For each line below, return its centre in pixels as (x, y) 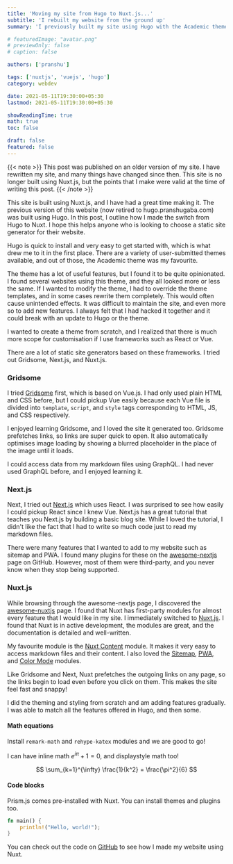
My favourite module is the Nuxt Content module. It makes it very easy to (112, 646)
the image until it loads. (41, 451)
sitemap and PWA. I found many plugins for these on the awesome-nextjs (112, 555)
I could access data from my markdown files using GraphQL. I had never (110, 464)
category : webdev (32, 83)
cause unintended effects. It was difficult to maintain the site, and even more (116, 303)
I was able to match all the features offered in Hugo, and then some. (104, 710)
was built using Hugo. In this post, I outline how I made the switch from (109, 217)
